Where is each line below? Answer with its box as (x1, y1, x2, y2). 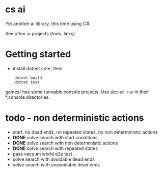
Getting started (5, 49, 71, 60)
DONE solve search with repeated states (12, 145, 98, 152)
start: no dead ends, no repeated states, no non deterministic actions (12, 129, 158, 135)
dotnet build (14, 75, 42, 80)
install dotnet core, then (12, 65, 63, 71)
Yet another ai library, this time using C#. (5, 20, 91, 27)
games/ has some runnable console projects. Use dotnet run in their (5, 89, 149, 95)
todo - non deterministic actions (5, 112, 144, 124)
